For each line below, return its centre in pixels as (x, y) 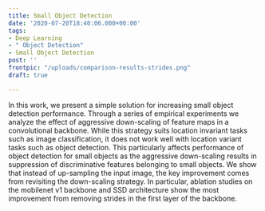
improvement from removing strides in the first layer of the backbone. (123, 198)
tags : (17, 30)
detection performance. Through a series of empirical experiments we (124, 113)
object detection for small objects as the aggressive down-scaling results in (132, 156)
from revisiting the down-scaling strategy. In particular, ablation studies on (131, 181)
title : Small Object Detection (60, 16)
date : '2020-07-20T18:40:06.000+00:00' (75, 23)
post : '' (23, 61)
